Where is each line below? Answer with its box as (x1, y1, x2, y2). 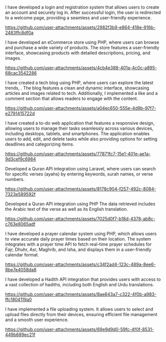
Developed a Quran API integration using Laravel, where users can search (5, 166, 156, 171)
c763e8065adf (5, 221, 36, 227)
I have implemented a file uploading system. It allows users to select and (5, 306, 154, 312)
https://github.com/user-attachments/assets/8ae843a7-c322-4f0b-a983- (5, 291, 157, 297)
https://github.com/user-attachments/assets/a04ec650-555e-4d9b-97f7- (5, 105, 157, 111)
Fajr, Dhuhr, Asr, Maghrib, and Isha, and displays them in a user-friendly (5, 247, 152, 253)
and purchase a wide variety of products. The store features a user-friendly (5, 45, 160, 50)
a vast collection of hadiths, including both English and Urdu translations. (5, 282, 155, 287)
